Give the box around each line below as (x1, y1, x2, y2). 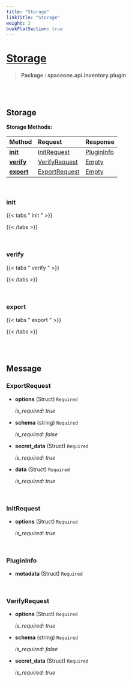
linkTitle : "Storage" (6, 14, 61, 21)
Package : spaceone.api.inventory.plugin (20, 72, 127, 79)
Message (6, 364, 42, 374)
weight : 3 (6, 20, 31, 26)
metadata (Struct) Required (14, 570, 83, 577)
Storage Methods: (6, 123, 53, 130)
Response (85, 138, 115, 146)
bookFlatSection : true (6, 25, 63, 32)
